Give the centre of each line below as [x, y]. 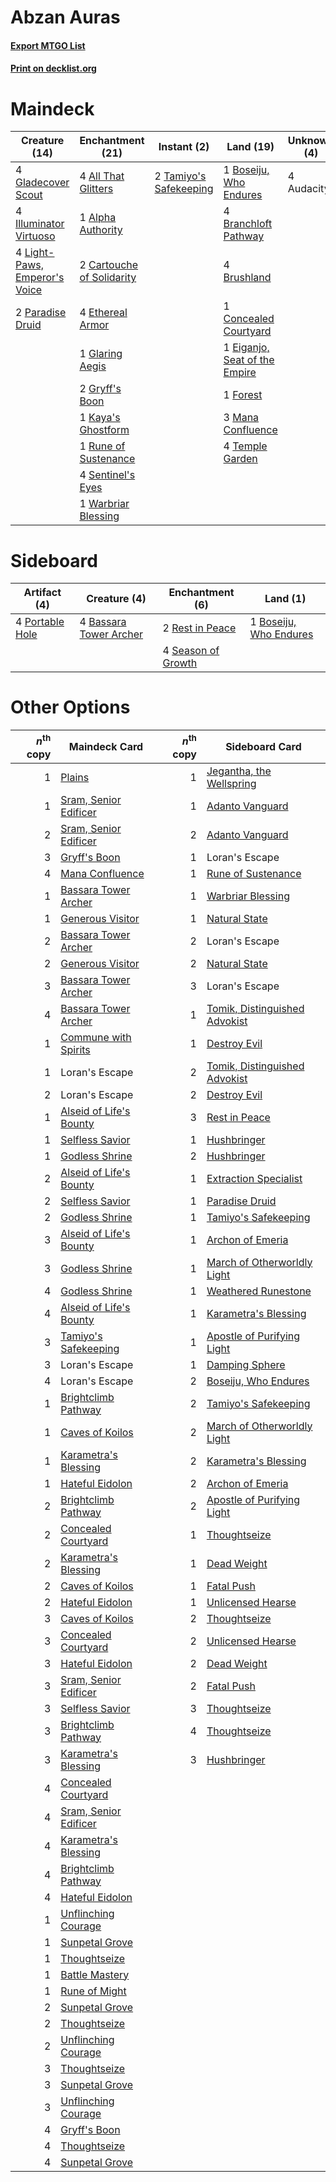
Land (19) [250, 147]
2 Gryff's [100, 389]
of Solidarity [108, 278]
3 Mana [241, 418]
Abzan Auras [65, 17]
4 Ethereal [103, 313]
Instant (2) [184, 147]
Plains [75, 777]
